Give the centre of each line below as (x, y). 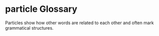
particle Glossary (41, 9)
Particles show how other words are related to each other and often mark (79, 23)
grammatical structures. (29, 28)
